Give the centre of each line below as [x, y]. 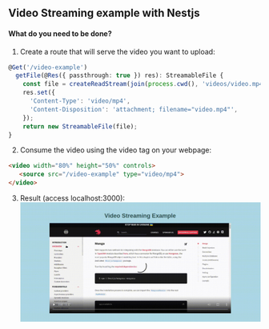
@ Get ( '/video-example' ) [48, 67]
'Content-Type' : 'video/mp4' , [80, 101]
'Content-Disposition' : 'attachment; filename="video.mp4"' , [134, 109]
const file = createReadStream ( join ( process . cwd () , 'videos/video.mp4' [145, 84]
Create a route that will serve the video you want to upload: [117, 51]
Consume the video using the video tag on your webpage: [116, 150]
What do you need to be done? [60, 33]
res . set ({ [39, 93]
